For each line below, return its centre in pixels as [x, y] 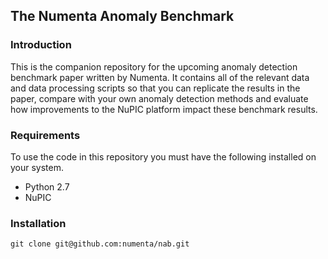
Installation [38, 223]
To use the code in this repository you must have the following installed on [163, 156]
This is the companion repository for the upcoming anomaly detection [154, 66]
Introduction [41, 45]
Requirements [45, 135]
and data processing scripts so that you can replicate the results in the [155, 88]
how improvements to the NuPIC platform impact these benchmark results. [164, 109]
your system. [37, 167]
